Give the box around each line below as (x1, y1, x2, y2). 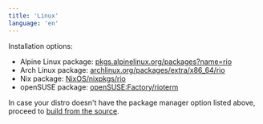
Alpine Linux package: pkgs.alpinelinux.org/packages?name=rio (19, 57, 233, 66)
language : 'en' (8, 19, 59, 27)
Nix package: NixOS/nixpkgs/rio (19, 74, 126, 83)
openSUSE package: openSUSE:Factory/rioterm (19, 82, 179, 92)
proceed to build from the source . (8, 106, 119, 116)
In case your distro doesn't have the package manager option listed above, (8, 98, 256, 107)
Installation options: (8, 41, 74, 50)
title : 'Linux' (8, 11, 59, 20)
